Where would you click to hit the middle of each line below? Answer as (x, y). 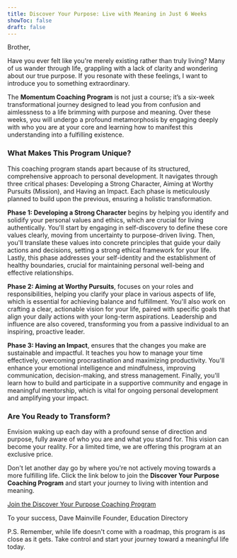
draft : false (27, 27)
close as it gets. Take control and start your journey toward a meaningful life (118, 539)
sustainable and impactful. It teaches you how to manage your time (105, 353)
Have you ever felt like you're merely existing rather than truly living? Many (116, 61)
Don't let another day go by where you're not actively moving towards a (112, 467)
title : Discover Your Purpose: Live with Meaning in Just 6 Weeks (107, 14)
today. (17, 547)
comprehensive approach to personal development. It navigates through (112, 176)
